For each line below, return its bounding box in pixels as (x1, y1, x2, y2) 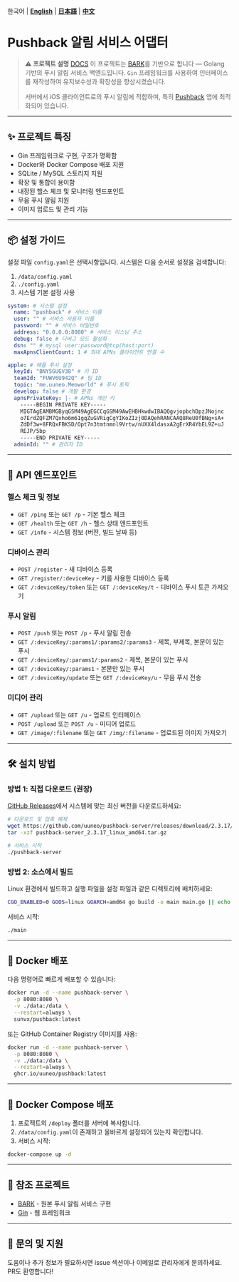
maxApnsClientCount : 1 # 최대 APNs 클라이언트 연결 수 (14, 349, 165, 356)
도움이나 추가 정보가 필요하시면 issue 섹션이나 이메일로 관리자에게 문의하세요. (7, 1258, 223, 1266)
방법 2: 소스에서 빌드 (7, 866, 73, 876)
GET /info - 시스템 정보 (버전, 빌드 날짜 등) (17, 528, 137, 536)
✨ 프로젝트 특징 (7, 131, 72, 143)
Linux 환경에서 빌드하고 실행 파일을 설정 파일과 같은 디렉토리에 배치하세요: (7, 884, 213, 893)
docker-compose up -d (7, 1151, 72, 1158)
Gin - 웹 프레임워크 (17, 1208, 71, 1216)
